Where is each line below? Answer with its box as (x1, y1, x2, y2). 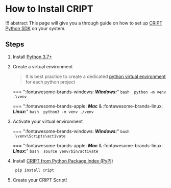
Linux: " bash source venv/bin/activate (12, 148, 99, 154)
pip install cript (15, 168, 55, 173)
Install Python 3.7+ (12, 53, 53, 60)
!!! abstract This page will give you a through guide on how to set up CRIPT (5, 20, 162, 26)
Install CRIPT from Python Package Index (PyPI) (12, 157, 113, 164)
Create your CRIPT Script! (12, 177, 67, 183)
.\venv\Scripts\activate (12, 133, 66, 139)
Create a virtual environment (12, 63, 73, 69)
